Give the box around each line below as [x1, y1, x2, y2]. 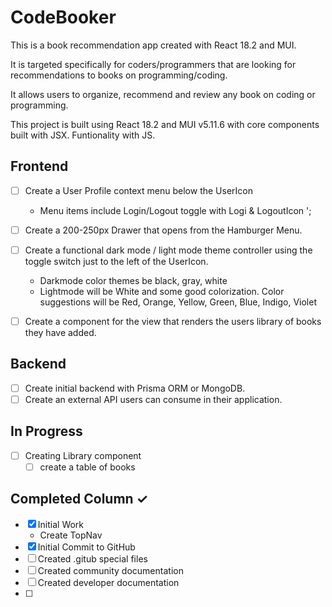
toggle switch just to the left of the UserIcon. [24, 255, 209, 267]
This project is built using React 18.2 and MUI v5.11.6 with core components [10, 118, 320, 130]
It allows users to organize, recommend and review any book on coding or [10, 88, 316, 100]
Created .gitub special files [37, 552, 148, 565]
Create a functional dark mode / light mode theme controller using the [24, 244, 313, 256]
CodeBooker [10, 6, 117, 29]
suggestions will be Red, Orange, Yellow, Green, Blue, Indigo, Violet [39, 296, 317, 308]
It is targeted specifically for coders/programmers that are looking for [10, 58, 297, 70]
